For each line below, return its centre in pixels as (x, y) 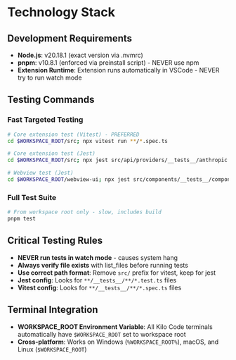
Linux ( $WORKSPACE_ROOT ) (52, 349)
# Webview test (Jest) (40, 173)
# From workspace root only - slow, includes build (84, 212)
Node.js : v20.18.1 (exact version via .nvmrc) (80, 55)
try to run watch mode (50, 77)
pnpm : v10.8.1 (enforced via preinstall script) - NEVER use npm (108, 63)
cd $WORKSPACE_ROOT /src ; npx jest (58, 160)
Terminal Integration (53, 310)
